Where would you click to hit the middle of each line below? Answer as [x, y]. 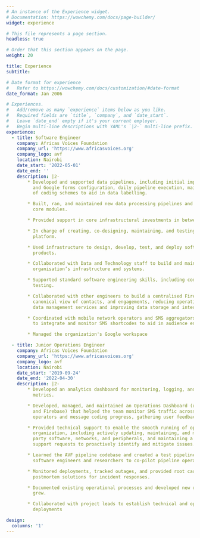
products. [45, 253]
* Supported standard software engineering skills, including [106, 280]
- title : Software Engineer [46, 138]
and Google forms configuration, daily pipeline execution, [109, 188]
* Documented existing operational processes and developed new [109, 488]
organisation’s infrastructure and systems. [89, 269]
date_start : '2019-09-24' [49, 373]
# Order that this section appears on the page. [68, 50]
